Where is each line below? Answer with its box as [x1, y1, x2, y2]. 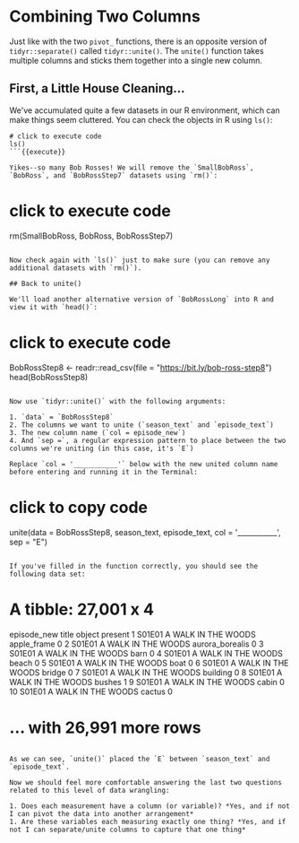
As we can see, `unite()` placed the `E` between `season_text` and [9, 755, 270, 764]
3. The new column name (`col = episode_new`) [9, 428, 186, 437]
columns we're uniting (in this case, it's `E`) [9, 444, 194, 453]
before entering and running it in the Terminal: [9, 467, 199, 476]
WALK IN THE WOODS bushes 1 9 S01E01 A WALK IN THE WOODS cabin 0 [9, 676, 285, 687]
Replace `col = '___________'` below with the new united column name [9, 459, 278, 468]
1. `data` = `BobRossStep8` [9, 413, 115, 421]
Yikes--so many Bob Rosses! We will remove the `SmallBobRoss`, [9, 163, 254, 172]
